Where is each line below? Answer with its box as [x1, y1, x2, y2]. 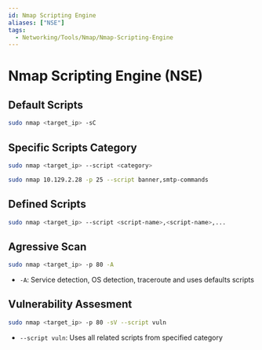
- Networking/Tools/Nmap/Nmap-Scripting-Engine [15, 33, 174, 42]
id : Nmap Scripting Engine [8, 11, 96, 20]
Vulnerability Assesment [8, 297, 133, 311]
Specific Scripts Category [8, 140, 137, 154]
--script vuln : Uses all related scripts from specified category [19, 333, 224, 342]
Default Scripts [8, 98, 84, 111]
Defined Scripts [8, 198, 86, 211]
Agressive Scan [8, 240, 87, 253]
